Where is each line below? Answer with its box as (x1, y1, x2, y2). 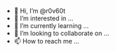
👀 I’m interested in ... (13, 14, 74, 22)
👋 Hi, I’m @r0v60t (13, 7, 65, 15)
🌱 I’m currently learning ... (13, 22, 89, 30)
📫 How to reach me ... (13, 37, 79, 45)
